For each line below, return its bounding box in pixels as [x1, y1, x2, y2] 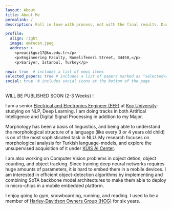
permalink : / [5, 17, 33, 22]
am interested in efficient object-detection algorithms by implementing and [5, 172, 163, 178]
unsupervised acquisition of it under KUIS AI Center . [5, 145, 115, 151]
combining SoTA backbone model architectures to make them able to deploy [5, 177, 166, 183]
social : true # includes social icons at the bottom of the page [5, 79, 150, 84]
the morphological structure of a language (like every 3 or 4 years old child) [5, 129, 165, 135]
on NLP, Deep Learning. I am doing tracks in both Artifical [25, 108, 146, 114]
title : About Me [5, 12, 40, 17]
